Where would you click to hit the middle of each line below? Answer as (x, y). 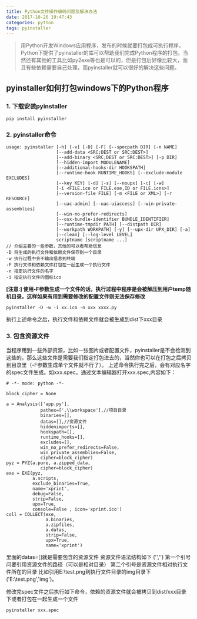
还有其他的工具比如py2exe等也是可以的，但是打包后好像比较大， (104, 60)
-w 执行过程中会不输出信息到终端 (41, 259)
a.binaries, (60, 519)
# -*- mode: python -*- (35, 383)
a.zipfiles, (60, 525)
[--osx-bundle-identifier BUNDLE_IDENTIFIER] (113, 219)
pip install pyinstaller (36, 118)
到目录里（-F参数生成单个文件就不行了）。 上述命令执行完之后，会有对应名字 (98, 365)
